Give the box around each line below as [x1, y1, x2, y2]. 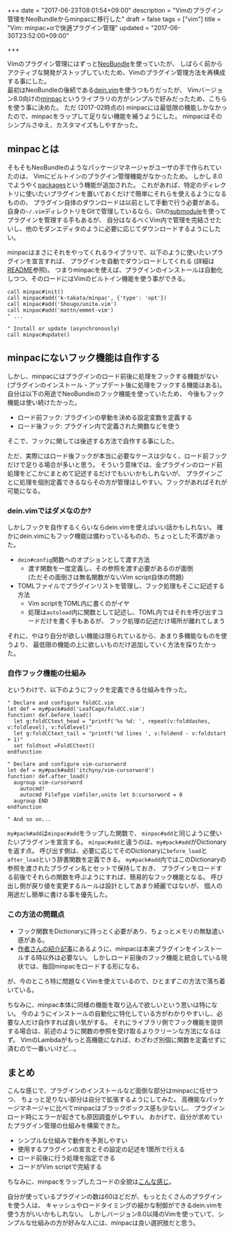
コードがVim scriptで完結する [17, 1163, 103, 1171]
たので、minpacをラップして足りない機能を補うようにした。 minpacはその [7, 112, 222, 120]
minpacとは [7, 143, 59, 155]
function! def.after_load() [7, 773, 89, 780]
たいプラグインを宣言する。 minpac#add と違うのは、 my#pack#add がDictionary [7, 838, 227, 846]
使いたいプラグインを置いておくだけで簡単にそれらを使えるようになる [25, 189, 227, 197]
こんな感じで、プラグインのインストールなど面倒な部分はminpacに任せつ [7, 1086, 218, 1095]
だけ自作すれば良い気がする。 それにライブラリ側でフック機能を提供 [25, 1018, 224, 1026]
